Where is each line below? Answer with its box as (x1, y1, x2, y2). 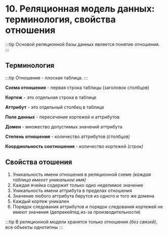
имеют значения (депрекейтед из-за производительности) (12, 209, 141, 215)
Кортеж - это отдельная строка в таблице (5, 94, 97, 100)
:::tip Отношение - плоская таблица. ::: (5, 74, 88, 81)
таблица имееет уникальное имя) (12, 176, 87, 182)
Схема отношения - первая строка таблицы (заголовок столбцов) (5, 84, 149, 90)
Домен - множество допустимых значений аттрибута (5, 123, 122, 129)
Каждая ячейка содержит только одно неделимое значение (12, 182, 143, 188)
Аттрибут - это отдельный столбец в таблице (5, 104, 105, 110)
